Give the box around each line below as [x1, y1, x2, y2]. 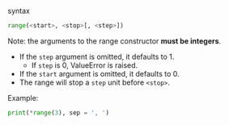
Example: [7, 93, 39, 102]
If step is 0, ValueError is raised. [31, 60, 138, 70]
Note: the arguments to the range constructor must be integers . [7, 35, 222, 46]
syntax [7, 6, 30, 15]
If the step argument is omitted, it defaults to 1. [19, 52, 175, 61]
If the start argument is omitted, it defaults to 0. [19, 69, 180, 78]
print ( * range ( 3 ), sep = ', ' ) [7, 108, 110, 117]
